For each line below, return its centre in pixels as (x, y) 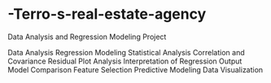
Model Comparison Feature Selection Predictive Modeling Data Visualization (135, 69)
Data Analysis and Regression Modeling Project (87, 37)
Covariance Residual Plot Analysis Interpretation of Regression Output (125, 61)
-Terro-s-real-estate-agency (107, 14)
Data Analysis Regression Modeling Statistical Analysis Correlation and (126, 52)
